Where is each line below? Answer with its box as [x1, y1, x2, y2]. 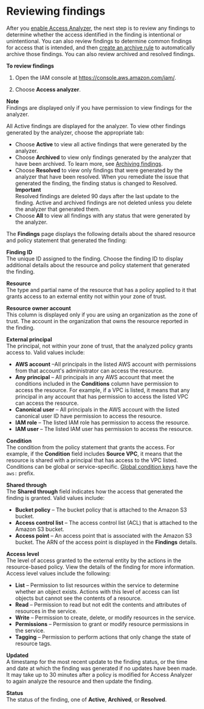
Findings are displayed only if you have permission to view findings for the [6, 104, 192, 111]
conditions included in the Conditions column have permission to [15, 380, 179, 387]
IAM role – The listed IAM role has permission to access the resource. [15, 419, 190, 426]
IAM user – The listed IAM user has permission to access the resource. [15, 425, 193, 432]
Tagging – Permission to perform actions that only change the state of [15, 633, 191, 641]
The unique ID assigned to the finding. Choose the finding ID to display [6, 255, 183, 262]
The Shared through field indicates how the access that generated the [6, 488, 183, 495]
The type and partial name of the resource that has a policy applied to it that [6, 286, 197, 293]
